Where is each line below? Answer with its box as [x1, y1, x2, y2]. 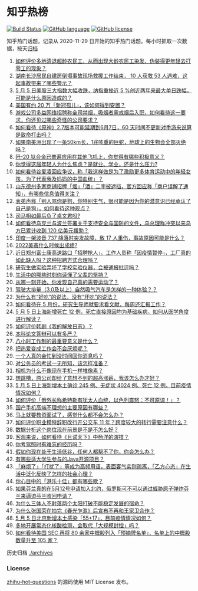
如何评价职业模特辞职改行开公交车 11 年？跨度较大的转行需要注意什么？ [15, 418, 188, 425]
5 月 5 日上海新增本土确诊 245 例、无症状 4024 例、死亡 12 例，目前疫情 [15, 382, 192, 389]
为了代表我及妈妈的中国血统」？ [25, 175, 104, 182]
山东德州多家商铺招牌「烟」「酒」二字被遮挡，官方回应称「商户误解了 [15, 182, 183, 189]
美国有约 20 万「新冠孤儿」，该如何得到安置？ [15, 101, 126, 109]
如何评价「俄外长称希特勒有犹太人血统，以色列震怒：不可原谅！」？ [15, 396, 181, 403]
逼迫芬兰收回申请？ [25, 492, 72, 499]
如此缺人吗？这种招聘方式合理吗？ [15, 256, 98, 263]
